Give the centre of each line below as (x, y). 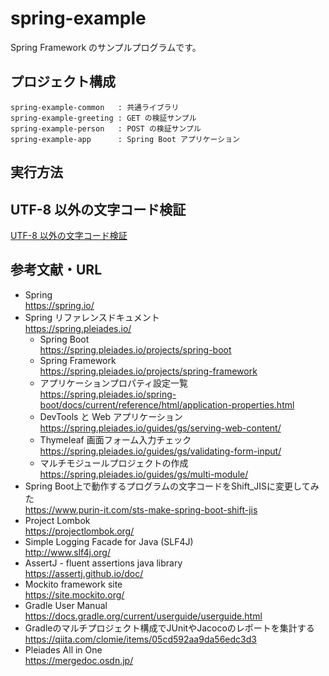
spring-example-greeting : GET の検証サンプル (103, 118)
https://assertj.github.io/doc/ (84, 573)
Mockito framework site (73, 584)
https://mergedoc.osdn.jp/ (79, 660)
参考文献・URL (56, 270)
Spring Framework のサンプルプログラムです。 (106, 47)
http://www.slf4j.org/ (67, 552)
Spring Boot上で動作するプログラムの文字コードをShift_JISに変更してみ (172, 486)
